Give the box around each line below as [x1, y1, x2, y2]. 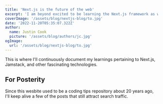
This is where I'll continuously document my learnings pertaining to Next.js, [5, 56, 156, 62]
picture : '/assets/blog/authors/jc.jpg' [9, 34, 92, 39]
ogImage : [5, 39, 23, 44]
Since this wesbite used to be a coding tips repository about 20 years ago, [5, 88, 154, 94]
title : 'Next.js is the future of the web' [5, 7, 95, 12]
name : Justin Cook [9, 30, 47, 34]
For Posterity [5, 75, 45, 84]
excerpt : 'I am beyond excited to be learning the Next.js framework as [5, 12, 155, 16]
